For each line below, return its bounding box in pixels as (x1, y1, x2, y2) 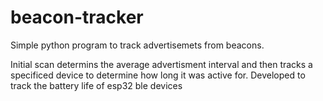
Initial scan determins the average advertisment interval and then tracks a (10, 58, 313, 70)
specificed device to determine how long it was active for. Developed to (10, 69, 306, 81)
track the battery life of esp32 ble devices (10, 79, 183, 91)
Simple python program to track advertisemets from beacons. (10, 39, 265, 51)
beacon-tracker (10, 6, 144, 29)
